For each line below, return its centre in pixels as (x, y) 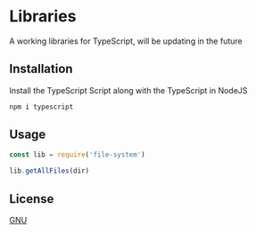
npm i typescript (41, 107)
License (32, 199)
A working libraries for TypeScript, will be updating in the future (126, 41)
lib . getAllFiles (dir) (50, 171)
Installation (41, 69)
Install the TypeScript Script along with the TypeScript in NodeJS (128, 90)
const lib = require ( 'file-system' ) (77, 155)
